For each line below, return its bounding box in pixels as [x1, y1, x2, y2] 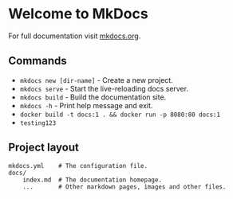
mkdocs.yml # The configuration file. [8, 162, 148, 170]
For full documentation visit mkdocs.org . [8, 31, 141, 41]
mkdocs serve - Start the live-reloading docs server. [19, 84, 189, 93]
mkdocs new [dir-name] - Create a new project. [19, 75, 173, 84]
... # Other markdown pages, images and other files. [22, 182, 227, 191]
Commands [8, 54, 68, 68]
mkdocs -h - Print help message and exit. [19, 100, 153, 110]
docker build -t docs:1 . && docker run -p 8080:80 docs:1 [19, 111, 221, 119]
